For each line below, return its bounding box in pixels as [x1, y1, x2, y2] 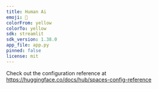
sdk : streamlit [6, 31, 44, 37]
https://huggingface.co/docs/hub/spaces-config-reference [6, 76, 152, 83]
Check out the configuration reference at [6, 69, 107, 76]
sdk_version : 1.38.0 [6, 36, 58, 42]
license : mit [6, 53, 39, 59]
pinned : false [6, 48, 42, 54]
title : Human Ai [6, 8, 47, 15]
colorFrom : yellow [6, 20, 52, 26]
